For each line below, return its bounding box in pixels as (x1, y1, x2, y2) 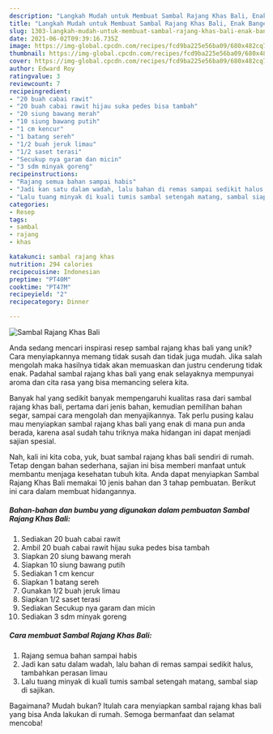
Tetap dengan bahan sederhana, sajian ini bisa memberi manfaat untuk (9, 461, 246, 470)
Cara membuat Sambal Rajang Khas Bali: (9, 630, 152, 640)
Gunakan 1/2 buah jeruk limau (20, 586, 121, 595)
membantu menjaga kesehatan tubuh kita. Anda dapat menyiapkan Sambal (9, 470, 259, 479)
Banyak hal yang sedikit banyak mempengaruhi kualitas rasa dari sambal (9, 393, 252, 402)
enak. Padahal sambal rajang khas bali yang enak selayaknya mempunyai (9, 369, 254, 378)
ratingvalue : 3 (9, 72, 61, 80)
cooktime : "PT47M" (9, 283, 71, 291)
